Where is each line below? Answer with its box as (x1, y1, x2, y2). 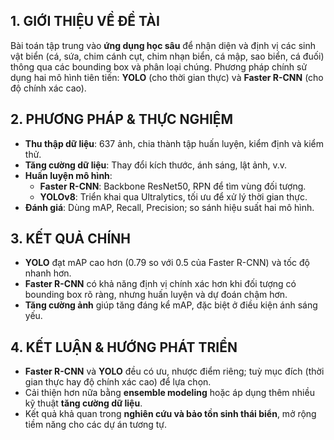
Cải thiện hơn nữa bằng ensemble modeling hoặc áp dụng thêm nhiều (24, 387, 315, 399)
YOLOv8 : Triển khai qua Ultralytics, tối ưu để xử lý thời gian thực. (39, 190, 308, 203)
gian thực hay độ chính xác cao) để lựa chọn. (24, 376, 212, 388)
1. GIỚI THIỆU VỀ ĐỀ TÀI (10, 13, 160, 30)
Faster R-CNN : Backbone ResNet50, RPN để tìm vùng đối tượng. (39, 180, 307, 192)
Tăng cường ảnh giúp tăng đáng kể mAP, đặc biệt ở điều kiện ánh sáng (24, 299, 318, 311)
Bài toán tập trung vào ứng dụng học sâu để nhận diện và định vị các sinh (10, 39, 316, 51)
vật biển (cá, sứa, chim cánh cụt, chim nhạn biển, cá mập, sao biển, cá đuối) (10, 50, 325, 62)
